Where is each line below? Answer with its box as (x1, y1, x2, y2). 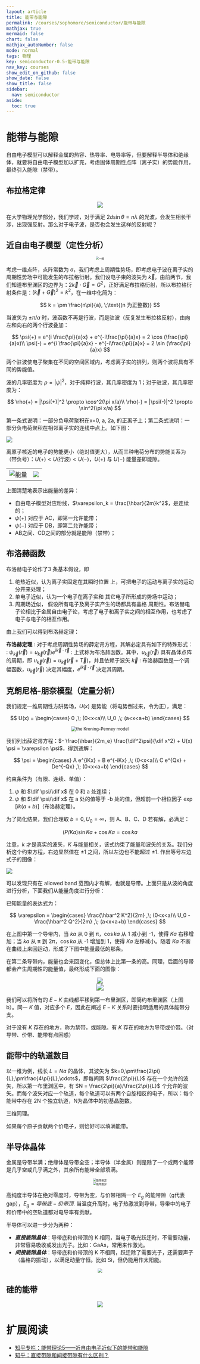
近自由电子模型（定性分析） (6, 240, 108, 250)
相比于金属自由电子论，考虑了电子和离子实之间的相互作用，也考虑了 (25, 607, 192, 615)
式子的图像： (6, 856, 37, 863)
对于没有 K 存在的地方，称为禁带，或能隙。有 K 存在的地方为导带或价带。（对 (6, 1024, 194, 1031)
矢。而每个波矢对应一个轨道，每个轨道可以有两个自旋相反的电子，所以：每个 (6, 1090, 194, 1097)
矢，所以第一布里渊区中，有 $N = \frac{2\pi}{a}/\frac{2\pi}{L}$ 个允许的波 (6, 1083, 188, 1090)
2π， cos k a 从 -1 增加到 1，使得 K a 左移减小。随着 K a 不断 (48, 938, 191, 945)
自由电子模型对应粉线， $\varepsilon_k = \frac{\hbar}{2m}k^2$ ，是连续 (14, 500, 189, 507)
